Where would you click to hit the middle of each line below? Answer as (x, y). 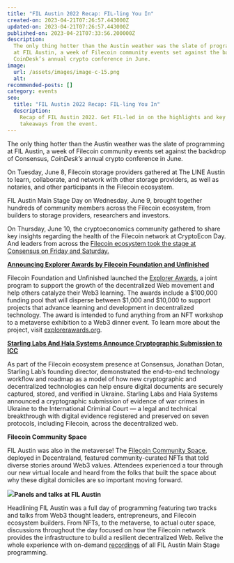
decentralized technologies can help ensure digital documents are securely (115, 386)
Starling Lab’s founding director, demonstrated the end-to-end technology (114, 371)
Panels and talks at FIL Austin (58, 494)
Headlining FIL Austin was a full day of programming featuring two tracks (112, 508)
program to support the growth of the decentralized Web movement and (111, 285)
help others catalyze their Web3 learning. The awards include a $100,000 (112, 293)
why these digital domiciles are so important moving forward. (95, 480)
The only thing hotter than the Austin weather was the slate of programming (116, 144)
